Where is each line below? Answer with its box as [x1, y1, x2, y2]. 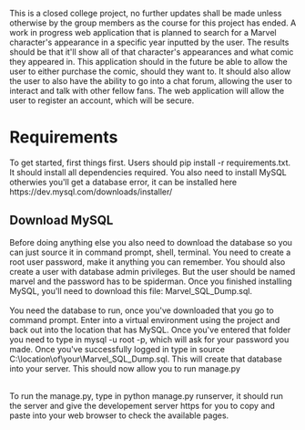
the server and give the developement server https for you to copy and [9, 400, 276, 411]
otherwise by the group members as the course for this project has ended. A [9, 17, 297, 28]
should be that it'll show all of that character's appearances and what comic [9, 47, 294, 58]
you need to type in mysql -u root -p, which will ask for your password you [9, 333, 290, 345]
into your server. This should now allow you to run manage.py [9, 362, 241, 373]
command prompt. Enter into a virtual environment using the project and [9, 314, 280, 325]
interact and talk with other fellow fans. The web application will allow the [9, 86, 285, 96]
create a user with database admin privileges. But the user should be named [9, 266, 296, 277]
